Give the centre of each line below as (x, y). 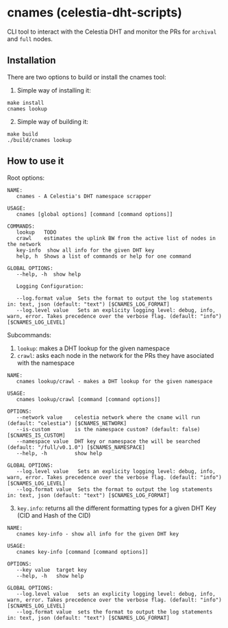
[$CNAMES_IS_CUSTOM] (37, 435)
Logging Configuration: (50, 286)
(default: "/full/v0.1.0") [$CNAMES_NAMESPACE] (76, 447)
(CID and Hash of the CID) (54, 515)
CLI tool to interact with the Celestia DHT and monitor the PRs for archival (112, 32)
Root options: (26, 178)
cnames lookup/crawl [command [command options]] (88, 399)
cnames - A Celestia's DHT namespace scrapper (84, 196)
